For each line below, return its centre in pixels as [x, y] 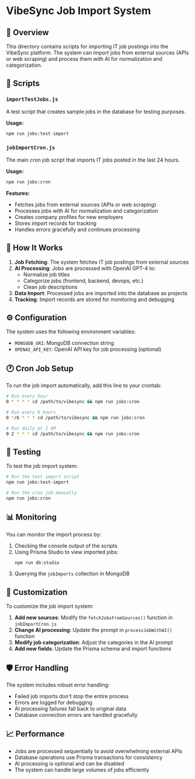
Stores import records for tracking [55, 223]
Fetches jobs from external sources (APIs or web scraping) [85, 204]
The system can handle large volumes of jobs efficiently [82, 770]
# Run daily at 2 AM [31, 428]
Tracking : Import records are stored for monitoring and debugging [94, 299]
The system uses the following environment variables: [71, 332]
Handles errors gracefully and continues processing [77, 229]
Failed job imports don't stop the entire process [72, 696]
